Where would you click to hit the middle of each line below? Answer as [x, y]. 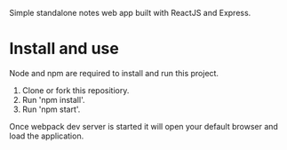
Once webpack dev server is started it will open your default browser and [143, 126]
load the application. [47, 136]
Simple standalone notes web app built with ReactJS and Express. [130, 13]
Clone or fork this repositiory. [76, 90]
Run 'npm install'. [53, 99]
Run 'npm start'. [51, 109]
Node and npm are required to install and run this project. [114, 73]
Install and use [64, 49]
